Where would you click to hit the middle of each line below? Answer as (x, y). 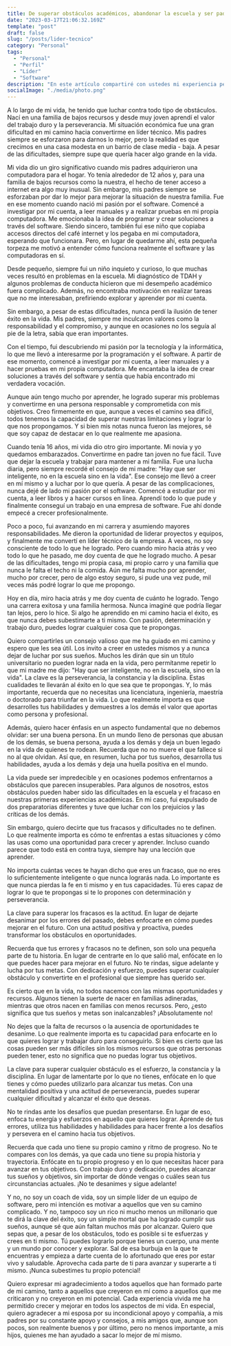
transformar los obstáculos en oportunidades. (72, 935)
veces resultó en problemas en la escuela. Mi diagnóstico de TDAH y (105, 276)
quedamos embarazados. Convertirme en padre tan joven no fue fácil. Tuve (114, 454)
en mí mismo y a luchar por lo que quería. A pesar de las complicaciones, (111, 484)
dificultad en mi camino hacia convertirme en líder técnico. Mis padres (107, 132)
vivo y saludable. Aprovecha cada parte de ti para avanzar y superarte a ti (112, 1263)
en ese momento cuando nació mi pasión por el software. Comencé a (106, 204)
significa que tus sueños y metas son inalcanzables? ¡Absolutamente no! (110, 1013)
